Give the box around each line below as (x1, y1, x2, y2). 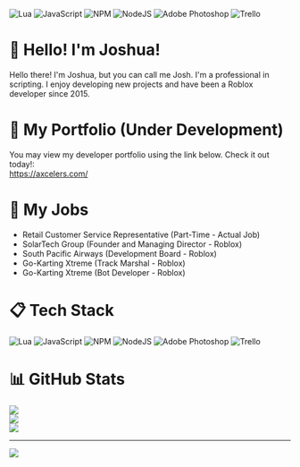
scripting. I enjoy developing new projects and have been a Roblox (9, 79, 254, 89)
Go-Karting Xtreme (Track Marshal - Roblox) (21, 258, 186, 268)
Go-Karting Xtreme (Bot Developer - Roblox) (21, 267, 186, 277)
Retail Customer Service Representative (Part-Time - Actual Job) (21, 229, 261, 240)
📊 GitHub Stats (9, 369, 126, 389)
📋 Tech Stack (9, 301, 114, 320)
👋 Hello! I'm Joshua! (9, 40, 161, 60)
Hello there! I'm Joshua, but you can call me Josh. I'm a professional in (9, 69, 270, 80)
